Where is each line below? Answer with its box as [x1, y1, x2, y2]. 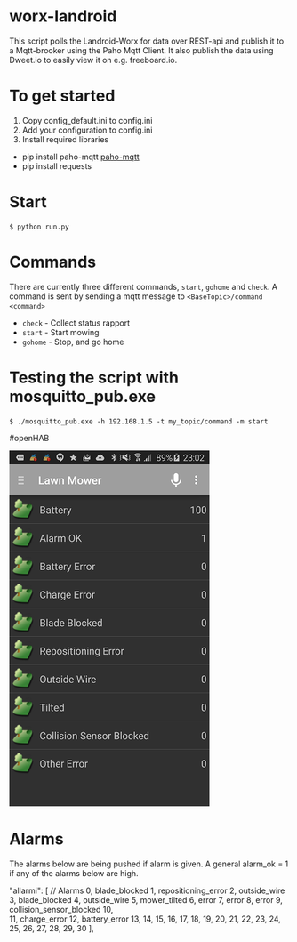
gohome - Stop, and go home [21, 336, 124, 347]
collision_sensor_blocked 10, [9, 904, 114, 914]
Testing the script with [9, 367, 180, 388]
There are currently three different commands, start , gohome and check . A [9, 281, 278, 292]
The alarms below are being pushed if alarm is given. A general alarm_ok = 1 [9, 858, 289, 869]
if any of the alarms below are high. [9, 867, 140, 878]
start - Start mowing [21, 326, 100, 337]
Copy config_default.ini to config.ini [21, 115, 153, 125]
